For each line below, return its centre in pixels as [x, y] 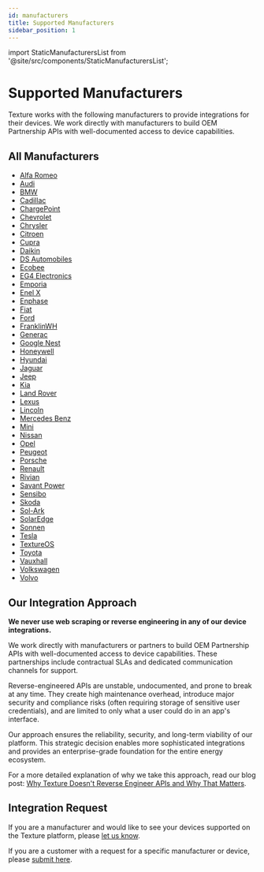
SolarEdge [36, 519]
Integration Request [58, 808]
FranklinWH [38, 326]
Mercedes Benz [45, 418]
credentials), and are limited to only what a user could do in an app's [119, 710]
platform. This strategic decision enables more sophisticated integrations [127, 743]
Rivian [30, 477]
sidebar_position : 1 [42, 30]
